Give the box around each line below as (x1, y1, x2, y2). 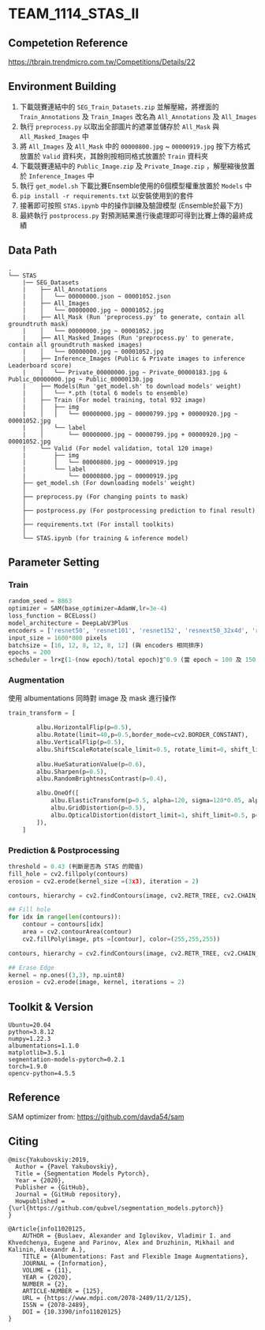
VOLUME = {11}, (22, 1266, 73, 1274)
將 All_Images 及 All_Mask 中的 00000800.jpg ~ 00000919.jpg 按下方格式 (19, 141, 251, 151)
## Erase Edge (8, 964, 55, 971)
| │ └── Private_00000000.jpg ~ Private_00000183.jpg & (22, 368, 227, 376)
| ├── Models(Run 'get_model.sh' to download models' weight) (22, 382, 242, 390)
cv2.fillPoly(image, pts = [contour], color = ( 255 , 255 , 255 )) (22, 935, 221, 943)
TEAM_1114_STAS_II (8, 5, 140, 23)
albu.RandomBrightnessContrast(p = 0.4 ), (36, 775, 168, 783)
